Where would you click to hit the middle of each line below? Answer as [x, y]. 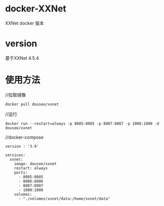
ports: [21, 173]
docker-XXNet [36, 9]
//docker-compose [24, 137]
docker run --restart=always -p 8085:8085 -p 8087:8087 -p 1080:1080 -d [82, 123]
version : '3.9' [22, 146]
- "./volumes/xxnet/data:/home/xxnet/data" [64, 199]
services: [15, 155]
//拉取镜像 [16, 95]
